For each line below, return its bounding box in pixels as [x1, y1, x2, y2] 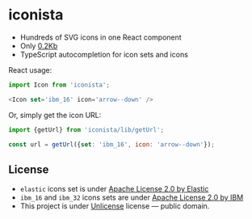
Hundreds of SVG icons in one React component [19, 32, 182, 42]
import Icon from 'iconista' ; [8, 81, 111, 89]
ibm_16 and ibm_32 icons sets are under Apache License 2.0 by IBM [19, 192, 244, 203]
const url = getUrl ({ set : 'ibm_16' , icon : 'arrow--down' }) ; [8, 140, 216, 149]
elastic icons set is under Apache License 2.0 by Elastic [19, 184, 209, 194]
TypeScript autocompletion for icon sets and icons [19, 49, 188, 59]
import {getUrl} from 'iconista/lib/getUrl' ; [8, 125, 164, 134]
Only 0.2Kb [19, 40, 58, 50]
